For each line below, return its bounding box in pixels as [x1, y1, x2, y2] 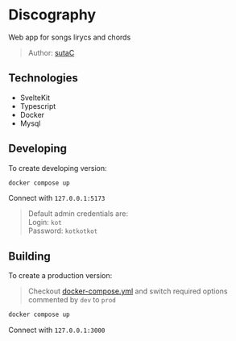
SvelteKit [19, 93, 51, 102]
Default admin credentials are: [27, 209, 129, 218]
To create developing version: [8, 163, 107, 173]
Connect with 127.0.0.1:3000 [8, 325, 106, 335]
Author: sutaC [27, 48, 75, 57]
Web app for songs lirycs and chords [8, 32, 131, 42]
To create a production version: [8, 271, 113, 281]
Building [8, 249, 51, 263]
